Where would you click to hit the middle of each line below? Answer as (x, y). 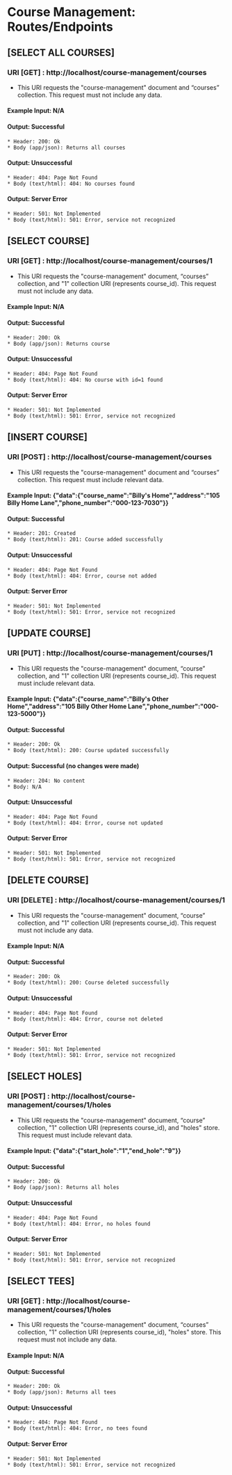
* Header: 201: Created (42, 534)
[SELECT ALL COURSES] (61, 53)
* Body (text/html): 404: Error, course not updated (85, 823)
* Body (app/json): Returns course (59, 344)
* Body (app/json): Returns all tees (62, 1392)
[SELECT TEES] (41, 1281)
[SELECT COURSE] (48, 241)
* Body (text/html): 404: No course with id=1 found (85, 380)
